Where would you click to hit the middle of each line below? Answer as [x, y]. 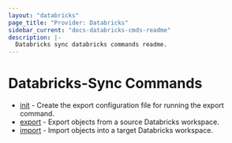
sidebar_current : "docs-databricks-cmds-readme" [90, 30]
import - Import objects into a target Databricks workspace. [116, 130]
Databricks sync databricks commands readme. [92, 45]
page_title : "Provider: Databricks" [68, 23]
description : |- [35, 37]
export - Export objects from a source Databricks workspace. [119, 122]
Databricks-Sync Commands [105, 84]
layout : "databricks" [44, 15]
